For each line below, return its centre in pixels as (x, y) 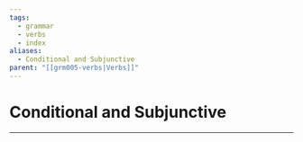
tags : (19, 18)
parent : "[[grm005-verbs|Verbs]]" (74, 68)
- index (32, 43)
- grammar (36, 26)
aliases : (26, 51)
